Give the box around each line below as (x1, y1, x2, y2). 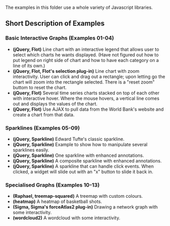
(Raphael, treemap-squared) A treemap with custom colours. (12, 193, 143, 199)
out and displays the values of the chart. (12, 100, 98, 107)
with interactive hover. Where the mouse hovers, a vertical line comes (12, 95, 160, 101)
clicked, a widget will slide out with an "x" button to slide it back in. (12, 169, 153, 175)
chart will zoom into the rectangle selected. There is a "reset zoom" (12, 79, 155, 85)
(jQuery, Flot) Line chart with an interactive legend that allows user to (12, 46, 159, 52)
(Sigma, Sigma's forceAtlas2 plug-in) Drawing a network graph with (12, 204, 158, 210)
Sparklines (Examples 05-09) (5, 124, 80, 131)
